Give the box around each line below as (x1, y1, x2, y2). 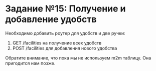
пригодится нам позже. (5, 60, 56, 66)
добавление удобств (5, 13, 97, 25)
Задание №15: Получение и (5, 3, 126, 14)
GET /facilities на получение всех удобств (12, 39, 102, 45)
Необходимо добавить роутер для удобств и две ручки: (5, 30, 125, 36)
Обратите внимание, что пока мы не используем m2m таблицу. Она (5, 54, 151, 60)
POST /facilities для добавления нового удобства (12, 45, 117, 51)
